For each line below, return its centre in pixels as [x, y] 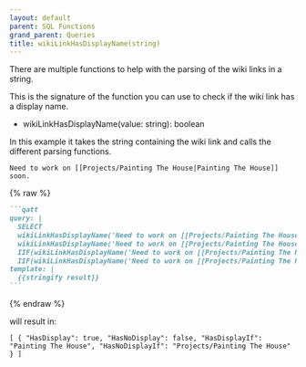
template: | [32, 269]
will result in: [33, 321]
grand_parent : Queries [52, 35]
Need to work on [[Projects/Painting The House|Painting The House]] [144, 168]
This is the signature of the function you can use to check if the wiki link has [152, 97]
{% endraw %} [37, 304]
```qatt [24, 210]
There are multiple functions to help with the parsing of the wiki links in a [146, 69]
